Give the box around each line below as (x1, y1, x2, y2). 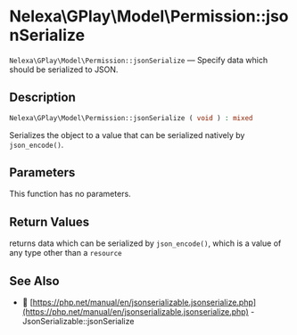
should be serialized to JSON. (9, 64, 119, 75)
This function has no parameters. (9, 189, 131, 200)
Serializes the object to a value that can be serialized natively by (9, 129, 245, 140)
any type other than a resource (9, 248, 122, 258)
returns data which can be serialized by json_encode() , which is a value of (9, 238, 282, 249)
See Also (9, 274, 60, 289)
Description (9, 90, 76, 105)
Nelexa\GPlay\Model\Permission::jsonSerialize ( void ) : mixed (9, 113, 253, 122)
